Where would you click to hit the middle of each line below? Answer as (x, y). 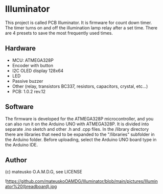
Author (16, 160)
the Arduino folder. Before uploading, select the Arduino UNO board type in (81, 139)
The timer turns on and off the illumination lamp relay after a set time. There (81, 27)
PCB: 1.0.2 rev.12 (29, 91)
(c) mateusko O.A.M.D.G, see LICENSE (44, 172)
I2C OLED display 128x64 (38, 71)
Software (19, 107)
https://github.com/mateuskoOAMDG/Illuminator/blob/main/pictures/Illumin (82, 181)
